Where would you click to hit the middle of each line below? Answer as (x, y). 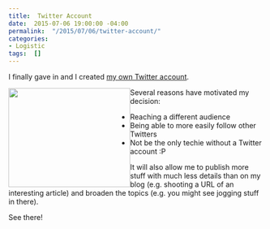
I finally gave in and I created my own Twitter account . (99, 77)
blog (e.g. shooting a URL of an (182, 184)
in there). (24, 201)
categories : (28, 39)
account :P (148, 151)
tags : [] (25, 54)
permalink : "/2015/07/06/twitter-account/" (85, 31)
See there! (26, 217)
